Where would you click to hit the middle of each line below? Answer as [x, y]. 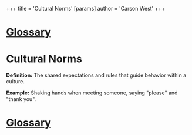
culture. [15, 82]
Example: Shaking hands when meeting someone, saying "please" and [92, 93]
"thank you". [21, 99]
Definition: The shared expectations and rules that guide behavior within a [96, 75]
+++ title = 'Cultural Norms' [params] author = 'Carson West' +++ [86, 9]
